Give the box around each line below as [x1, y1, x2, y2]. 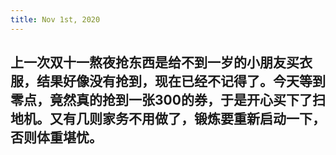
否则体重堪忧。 [10, 129, 103, 146]
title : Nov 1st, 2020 [10, 14, 101, 25]
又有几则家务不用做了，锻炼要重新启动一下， [49, 111, 326, 128]
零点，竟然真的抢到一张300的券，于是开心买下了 [10, 92, 313, 109]
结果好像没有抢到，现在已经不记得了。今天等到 [36, 73, 326, 90]
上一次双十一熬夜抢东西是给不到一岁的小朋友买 [10, 54, 300, 71]
